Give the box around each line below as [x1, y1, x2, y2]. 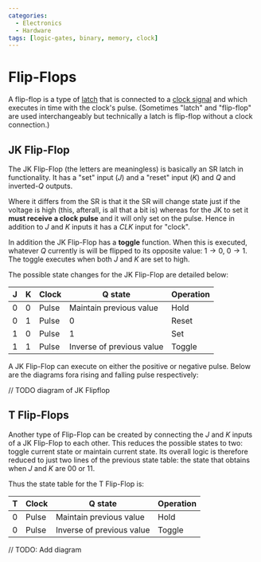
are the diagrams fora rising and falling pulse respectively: [8, 370, 199, 379]
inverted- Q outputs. [8, 181, 73, 191]
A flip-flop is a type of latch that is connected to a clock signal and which [8, 95, 248, 104]
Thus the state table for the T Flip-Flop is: [8, 479, 145, 489]
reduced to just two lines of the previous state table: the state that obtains [8, 455, 251, 465]
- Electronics [15, 19, 62, 27]
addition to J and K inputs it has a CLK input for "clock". [8, 222, 191, 231]
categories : [8, 11, 48, 20]
